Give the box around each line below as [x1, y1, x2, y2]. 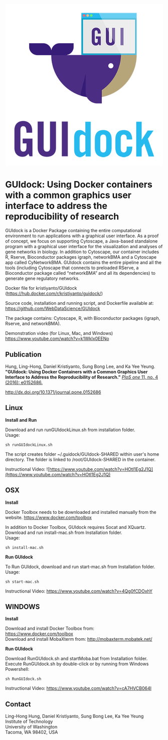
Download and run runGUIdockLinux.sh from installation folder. [5, 427, 135, 433]
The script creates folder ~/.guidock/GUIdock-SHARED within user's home [5, 451, 159, 457]
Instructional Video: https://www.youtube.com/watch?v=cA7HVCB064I [5, 685, 152, 691]
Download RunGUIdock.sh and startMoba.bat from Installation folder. [5, 656, 148, 662]
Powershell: [5, 666, 30, 672]
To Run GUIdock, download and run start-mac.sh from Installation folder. [5, 564, 155, 570]
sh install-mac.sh [5, 545, 44, 550]
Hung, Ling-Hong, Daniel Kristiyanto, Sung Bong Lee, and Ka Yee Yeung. [5, 363, 155, 369]
